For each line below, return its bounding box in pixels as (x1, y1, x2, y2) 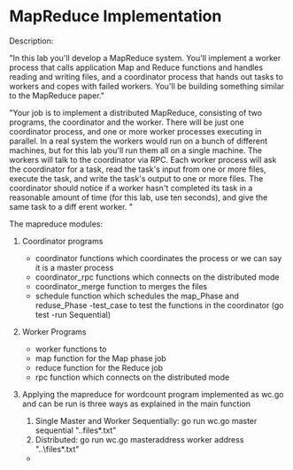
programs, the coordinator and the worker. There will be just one (9, 117, 245, 127)
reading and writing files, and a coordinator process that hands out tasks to (9, 71, 283, 81)
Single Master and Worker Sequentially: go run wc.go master (35, 415, 258, 426)
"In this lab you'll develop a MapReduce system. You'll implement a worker (9, 52, 281, 63)
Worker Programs (21, 326, 87, 337)
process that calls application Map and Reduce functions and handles (9, 62, 264, 73)
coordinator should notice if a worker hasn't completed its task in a (9, 182, 253, 193)
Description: (9, 35, 54, 46)
